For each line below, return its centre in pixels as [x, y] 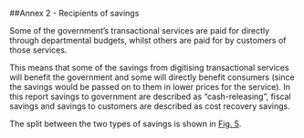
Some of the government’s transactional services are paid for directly [140, 30]
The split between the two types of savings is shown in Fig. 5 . [126, 123]
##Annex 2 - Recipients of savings [74, 13]
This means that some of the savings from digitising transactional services [149, 68]
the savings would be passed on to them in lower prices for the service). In [150, 87]
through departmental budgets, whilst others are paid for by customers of [148, 40]
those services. [38, 50]
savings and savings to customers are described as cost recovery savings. [150, 106]
